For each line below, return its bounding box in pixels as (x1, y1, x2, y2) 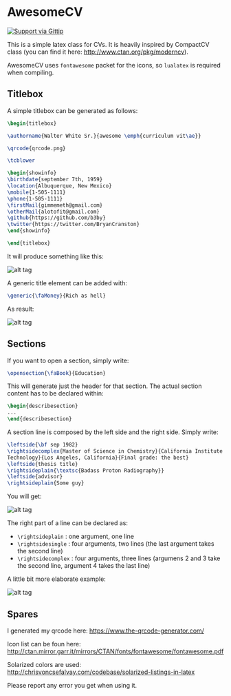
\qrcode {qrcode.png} (7, 145, 67, 152)
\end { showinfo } (7, 227, 51, 234)
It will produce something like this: (7, 252, 104, 260)
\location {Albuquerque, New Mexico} (7, 183, 112, 190)
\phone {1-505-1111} (7, 195, 63, 202)
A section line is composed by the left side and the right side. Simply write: (7, 428, 219, 436)
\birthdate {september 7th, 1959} (7, 176, 103, 183)
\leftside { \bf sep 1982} (7, 442, 78, 449)
